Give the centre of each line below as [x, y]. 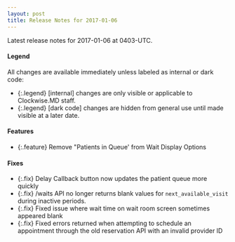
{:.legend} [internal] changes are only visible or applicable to [105, 93]
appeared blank [40, 216]
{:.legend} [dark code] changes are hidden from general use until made [120, 108]
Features [20, 131]
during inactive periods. [52, 201]
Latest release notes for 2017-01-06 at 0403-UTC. [80, 40]
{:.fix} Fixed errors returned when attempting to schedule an [104, 223]
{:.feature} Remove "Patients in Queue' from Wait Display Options [112, 147]
